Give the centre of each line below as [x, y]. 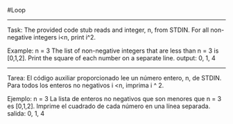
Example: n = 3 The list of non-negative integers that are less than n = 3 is [113, 51]
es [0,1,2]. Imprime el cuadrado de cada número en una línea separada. [109, 106]
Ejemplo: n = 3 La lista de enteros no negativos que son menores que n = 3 [114, 99]
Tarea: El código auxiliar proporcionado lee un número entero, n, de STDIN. [114, 78]
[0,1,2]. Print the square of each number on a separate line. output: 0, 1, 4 [112, 58]
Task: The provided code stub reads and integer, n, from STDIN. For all [108, 30]
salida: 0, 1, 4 [26, 113]
